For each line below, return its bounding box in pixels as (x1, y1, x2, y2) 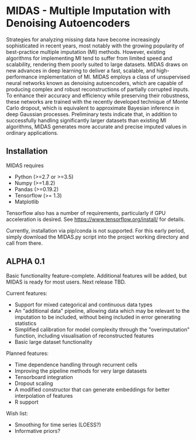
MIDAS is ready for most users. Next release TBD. (6, 278, 126, 285)
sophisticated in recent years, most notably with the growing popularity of (6, 42, 184, 49)
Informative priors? (14, 427, 60, 434)
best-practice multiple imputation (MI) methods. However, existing (6, 48, 166, 55)
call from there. (6, 239, 43, 247)
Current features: (6, 289, 48, 296)
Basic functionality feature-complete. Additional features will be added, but (6, 272, 187, 279)
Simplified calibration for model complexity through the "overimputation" (14, 326, 190, 333)
